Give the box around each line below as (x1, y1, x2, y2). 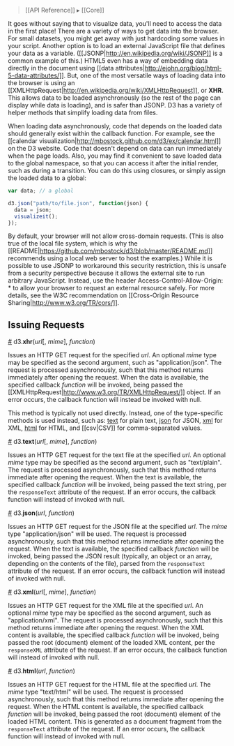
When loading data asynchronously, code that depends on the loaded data (8, 122, 222, 130)
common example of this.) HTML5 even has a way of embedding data (8, 57, 208, 65)
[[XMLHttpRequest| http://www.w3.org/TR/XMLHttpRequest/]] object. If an (8, 388, 221, 396)
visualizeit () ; (14, 213, 58, 220)
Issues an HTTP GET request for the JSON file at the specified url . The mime (8, 523, 228, 531)
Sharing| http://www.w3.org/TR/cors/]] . (8, 299, 120, 307)
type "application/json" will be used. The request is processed (8, 530, 187, 538)
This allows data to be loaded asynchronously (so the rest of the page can (8, 94, 221, 102)
